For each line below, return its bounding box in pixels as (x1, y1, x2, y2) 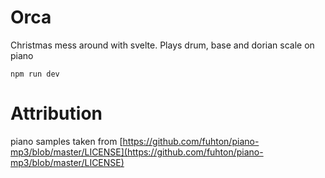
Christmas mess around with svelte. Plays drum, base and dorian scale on (10, 39, 315, 51)
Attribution (10, 102, 103, 125)
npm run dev (10, 69, 60, 79)
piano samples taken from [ (10, 135, 123, 147)
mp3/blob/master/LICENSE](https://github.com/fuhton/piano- (10, 146, 264, 158)
